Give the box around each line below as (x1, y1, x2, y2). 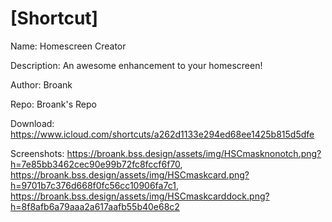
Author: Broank (10, 78, 73, 91)
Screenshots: (10, 147, 65, 159)
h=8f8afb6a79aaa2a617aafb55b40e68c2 (10, 200, 180, 212)
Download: (10, 117, 55, 129)
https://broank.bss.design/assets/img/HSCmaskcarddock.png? (10, 190, 270, 202)
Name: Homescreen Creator (10, 40, 127, 52)
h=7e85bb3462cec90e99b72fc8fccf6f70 (10, 158, 181, 170)
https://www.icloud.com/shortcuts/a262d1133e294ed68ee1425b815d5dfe (10, 128, 315, 140)
